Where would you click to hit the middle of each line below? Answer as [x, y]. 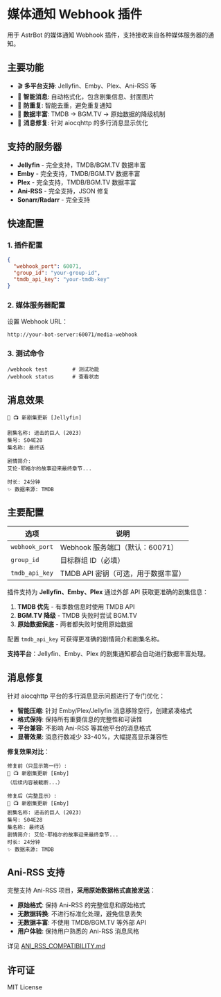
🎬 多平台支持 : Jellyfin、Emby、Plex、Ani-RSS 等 [87, 86]
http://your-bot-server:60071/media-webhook [72, 335]
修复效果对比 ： [28, 751]
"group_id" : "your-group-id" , [57, 273]
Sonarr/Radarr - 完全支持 [53, 200]
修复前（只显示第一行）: [37, 766]
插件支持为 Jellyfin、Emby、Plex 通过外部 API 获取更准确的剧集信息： [108, 591]
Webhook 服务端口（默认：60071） [119, 547]
